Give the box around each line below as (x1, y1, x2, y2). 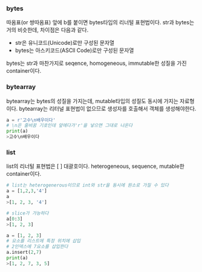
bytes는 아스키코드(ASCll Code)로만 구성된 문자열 (15, 47, 134, 54)
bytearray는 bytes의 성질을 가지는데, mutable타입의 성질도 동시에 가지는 (6, 97, 178, 104)
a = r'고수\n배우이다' (6, 117, 56, 123)
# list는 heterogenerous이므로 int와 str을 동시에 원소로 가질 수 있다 (6, 182, 169, 188)
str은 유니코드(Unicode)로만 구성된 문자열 (15, 39, 115, 47)
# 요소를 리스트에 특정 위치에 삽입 (6, 238, 81, 244)
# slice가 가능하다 (6, 210, 49, 216)
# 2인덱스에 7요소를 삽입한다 (6, 244, 68, 250)
